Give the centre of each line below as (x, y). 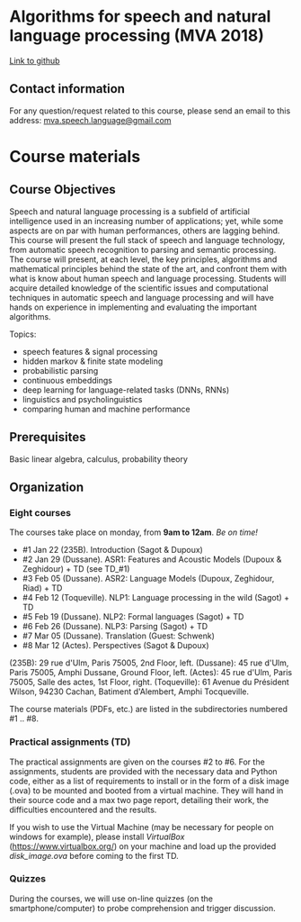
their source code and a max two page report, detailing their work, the (139, 800)
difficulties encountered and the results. (83, 809)
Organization (46, 487)
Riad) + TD (42, 588)
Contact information (67, 89)
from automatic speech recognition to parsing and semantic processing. (143, 249)
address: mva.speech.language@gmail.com (91, 120)
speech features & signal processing (90, 351)
